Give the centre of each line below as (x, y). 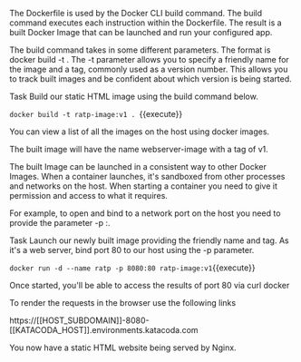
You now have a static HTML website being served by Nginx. (123, 347)
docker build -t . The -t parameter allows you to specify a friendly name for (150, 59)
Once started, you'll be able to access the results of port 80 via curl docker (150, 285)
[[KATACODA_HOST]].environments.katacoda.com (104, 330)
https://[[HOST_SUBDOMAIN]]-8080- (79, 320)
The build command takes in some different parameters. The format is (140, 50)
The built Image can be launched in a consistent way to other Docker (138, 166)
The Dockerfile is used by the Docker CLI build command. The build (136, 13)
